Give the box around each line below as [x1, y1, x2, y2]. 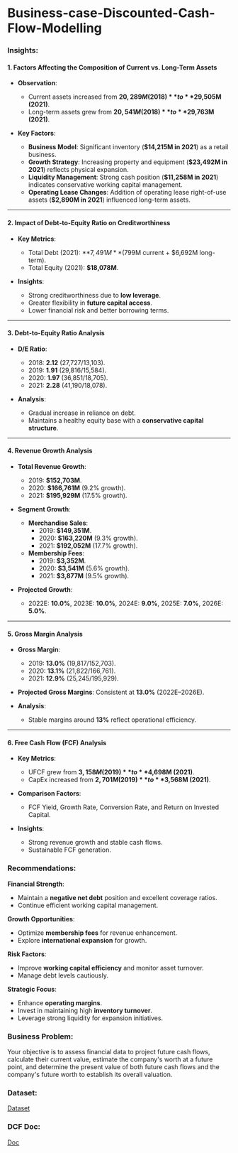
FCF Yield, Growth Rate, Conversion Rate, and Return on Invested [28, 803, 220, 811]
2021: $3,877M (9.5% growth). [38, 571, 130, 580]
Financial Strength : [7, 879, 65, 888]
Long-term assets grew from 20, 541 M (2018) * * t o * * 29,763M [28, 108, 215, 117]
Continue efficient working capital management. [17, 901, 159, 909]
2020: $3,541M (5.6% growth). [38, 563, 130, 573]
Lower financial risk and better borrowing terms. [28, 305, 169, 314]
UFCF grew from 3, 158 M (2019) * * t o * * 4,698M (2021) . [28, 768, 195, 776]
